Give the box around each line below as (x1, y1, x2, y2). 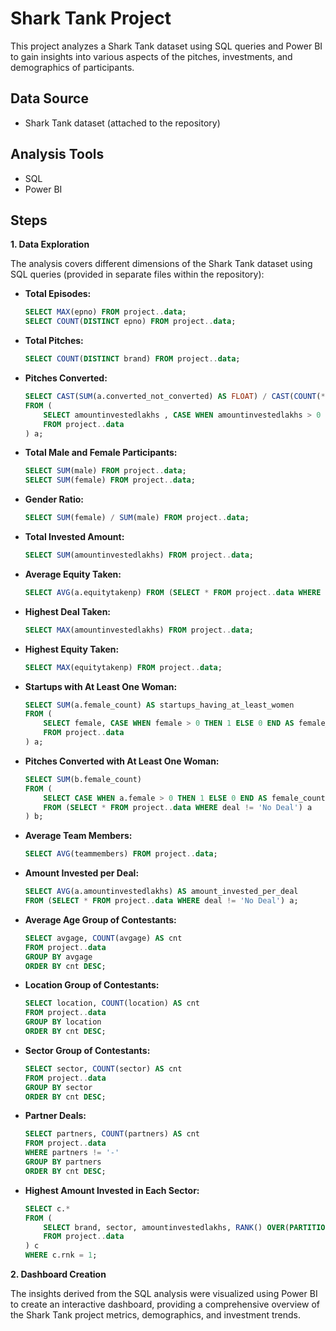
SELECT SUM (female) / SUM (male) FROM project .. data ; (24, 513, 250, 523)
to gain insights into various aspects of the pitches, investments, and (10, 50, 293, 62)
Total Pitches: (24, 335, 84, 347)
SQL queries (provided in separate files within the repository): (10, 268, 265, 281)
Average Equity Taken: (24, 568, 122, 580)
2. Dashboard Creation (10, 1268, 107, 1280)
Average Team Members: (24, 830, 133, 842)
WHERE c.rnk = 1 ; (24, 1250, 98, 1261)
